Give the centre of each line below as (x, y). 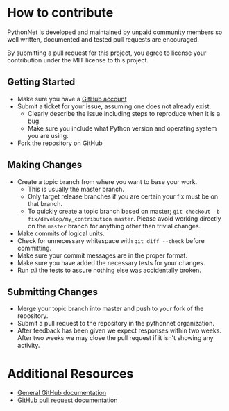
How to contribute (60, 13)
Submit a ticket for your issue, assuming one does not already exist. (114, 106)
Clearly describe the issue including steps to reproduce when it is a (124, 113)
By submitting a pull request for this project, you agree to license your (107, 53)
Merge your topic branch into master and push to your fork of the (110, 309)
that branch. (45, 203)
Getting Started (41, 82)
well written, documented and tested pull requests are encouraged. (103, 39)
